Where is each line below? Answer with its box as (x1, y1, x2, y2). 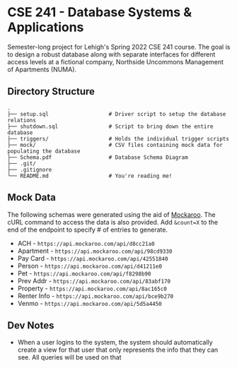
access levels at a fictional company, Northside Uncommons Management (7, 57, 224, 66)
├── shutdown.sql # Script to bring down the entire (7, 123, 214, 130)
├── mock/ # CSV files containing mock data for (7, 141, 223, 148)
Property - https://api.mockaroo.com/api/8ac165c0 (17, 284, 168, 292)
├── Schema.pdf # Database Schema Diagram (7, 153, 189, 161)
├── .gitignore (7, 166, 52, 173)
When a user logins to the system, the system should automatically (17, 338, 214, 347)
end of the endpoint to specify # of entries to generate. (7, 225, 168, 234)
